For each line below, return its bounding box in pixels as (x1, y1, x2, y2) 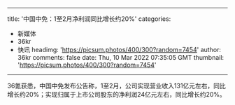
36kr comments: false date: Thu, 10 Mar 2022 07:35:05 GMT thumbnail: (17, 54, 225, 61)
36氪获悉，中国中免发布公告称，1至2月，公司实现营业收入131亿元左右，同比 (7, 81, 226, 90)
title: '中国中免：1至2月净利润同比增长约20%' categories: (7, 15, 171, 23)
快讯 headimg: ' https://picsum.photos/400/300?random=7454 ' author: (17, 46, 222, 54)
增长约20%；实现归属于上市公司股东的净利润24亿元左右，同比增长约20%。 (7, 90, 226, 98)
